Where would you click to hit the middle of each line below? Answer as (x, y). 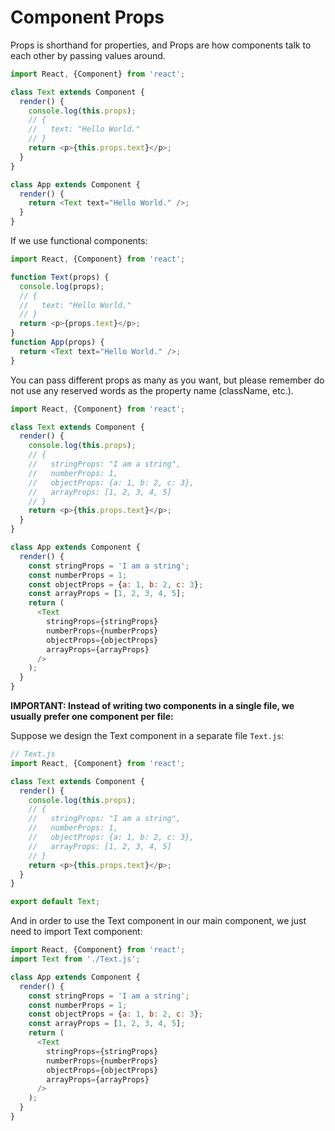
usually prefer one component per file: (92, 717)
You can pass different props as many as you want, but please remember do (167, 380)
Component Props (87, 17)
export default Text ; (55, 902)
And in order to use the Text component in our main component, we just (158, 921)
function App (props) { (57, 342)
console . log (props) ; (62, 286)
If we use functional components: (79, 241)
